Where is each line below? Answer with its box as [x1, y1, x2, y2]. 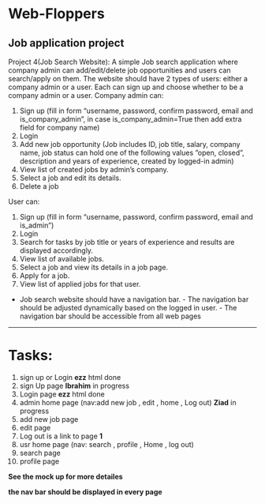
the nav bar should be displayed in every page [8, 487, 163, 496]
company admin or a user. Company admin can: [8, 91, 164, 100]
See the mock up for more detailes [8, 472, 124, 481]
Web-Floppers [8, 5, 105, 23]
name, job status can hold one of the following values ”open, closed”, [19, 148, 244, 157]
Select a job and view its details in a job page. [19, 262, 168, 272]
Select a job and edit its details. [19, 173, 121, 182]
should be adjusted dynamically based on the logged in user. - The [19, 303, 237, 312]
